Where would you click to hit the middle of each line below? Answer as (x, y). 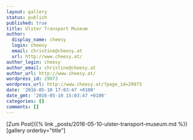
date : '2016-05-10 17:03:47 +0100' (51, 90)
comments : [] (23, 107)
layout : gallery (27, 12)
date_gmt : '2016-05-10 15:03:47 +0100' (57, 96)
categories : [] (25, 101)
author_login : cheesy (34, 62)
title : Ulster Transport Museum (47, 29)
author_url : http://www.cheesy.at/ (51, 73)
